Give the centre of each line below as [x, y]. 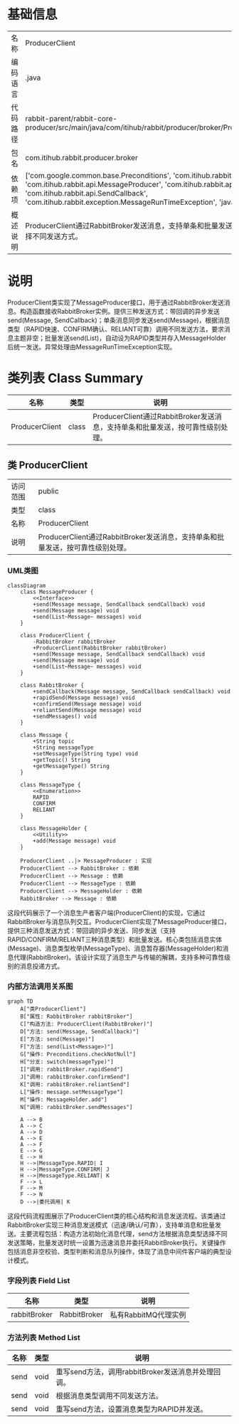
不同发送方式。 [58, 236]
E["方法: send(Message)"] [57, 1039]
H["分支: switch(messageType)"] [67, 1062]
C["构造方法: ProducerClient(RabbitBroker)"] [86, 1024]
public [48, 491]
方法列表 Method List [44, 1338]
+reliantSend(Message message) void [87, 710]
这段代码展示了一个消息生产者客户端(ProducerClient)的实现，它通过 [106, 913]
